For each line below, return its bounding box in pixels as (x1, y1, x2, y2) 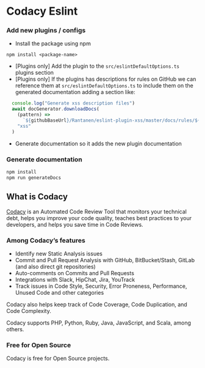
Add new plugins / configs (6, 26, 86, 35)
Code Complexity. (6, 307, 52, 314)
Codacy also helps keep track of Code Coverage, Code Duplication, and (6, 301, 187, 308)
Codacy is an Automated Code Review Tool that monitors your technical (6, 208, 187, 215)
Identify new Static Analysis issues (15, 249, 103, 257)
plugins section (15, 69, 54, 76)
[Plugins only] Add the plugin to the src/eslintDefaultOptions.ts (15, 62, 180, 70)
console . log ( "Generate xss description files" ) (12, 100, 135, 106)
